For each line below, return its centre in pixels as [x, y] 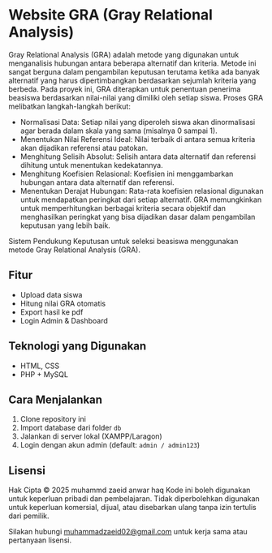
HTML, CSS [39, 366]
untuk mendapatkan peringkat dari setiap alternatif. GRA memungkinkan [141, 199]
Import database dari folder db [71, 428]
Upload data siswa [51, 294]
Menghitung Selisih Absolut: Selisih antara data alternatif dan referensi [138, 156]
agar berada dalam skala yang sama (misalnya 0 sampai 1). [119, 131]
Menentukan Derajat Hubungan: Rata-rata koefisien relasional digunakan [142, 191]
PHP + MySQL [44, 374]
